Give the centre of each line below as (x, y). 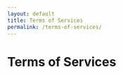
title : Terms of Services (45, 20)
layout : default (31, 14)
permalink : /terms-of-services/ (54, 27)
